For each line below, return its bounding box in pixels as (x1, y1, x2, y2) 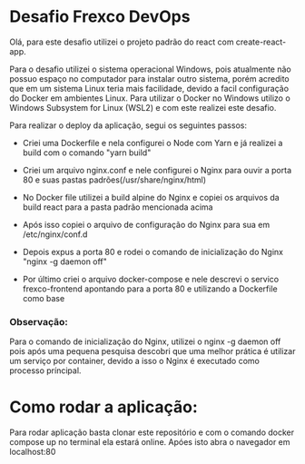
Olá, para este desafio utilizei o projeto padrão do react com (9, 36, 234, 47)
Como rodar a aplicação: (9, 397, 198, 418)
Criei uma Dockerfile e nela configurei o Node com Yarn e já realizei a (22, 137, 283, 148)
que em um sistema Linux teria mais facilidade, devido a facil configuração (9, 83, 289, 94)
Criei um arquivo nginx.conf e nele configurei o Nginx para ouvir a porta (22, 164, 292, 175)
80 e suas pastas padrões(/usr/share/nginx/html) (22, 174, 207, 185)
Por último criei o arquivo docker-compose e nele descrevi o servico (22, 273, 280, 284)
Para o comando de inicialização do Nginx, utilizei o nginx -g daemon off (9, 336, 281, 347)
